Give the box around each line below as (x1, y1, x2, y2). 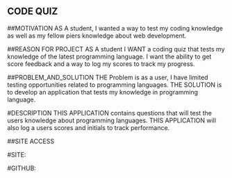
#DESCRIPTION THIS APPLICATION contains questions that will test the (7, 108, 212, 117)
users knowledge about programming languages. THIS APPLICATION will (7, 116, 217, 124)
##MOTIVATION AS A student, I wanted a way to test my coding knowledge (7, 24, 224, 32)
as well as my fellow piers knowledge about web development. (7, 31, 187, 40)
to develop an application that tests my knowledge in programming (7, 88, 199, 96)
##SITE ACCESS (7, 137, 54, 145)
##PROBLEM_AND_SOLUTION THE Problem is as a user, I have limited (7, 73, 208, 81)
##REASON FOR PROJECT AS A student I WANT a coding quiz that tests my (7, 44, 225, 53)
